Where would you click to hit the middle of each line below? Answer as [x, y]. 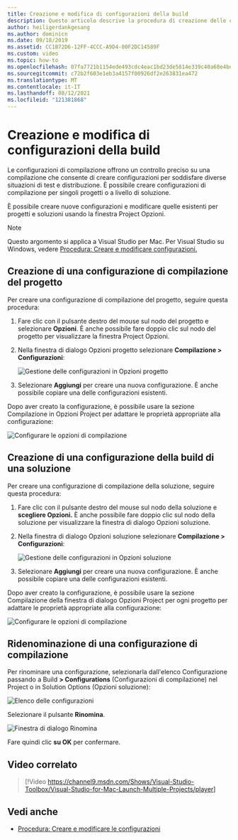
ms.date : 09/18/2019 [38, 41]
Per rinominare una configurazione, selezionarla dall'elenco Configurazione [118, 672]
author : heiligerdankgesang [49, 27]
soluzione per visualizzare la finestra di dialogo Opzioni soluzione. [114, 522]
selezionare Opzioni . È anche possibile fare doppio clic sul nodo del [117, 329]
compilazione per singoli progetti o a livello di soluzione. [89, 192]
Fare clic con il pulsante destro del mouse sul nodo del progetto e [113, 321]
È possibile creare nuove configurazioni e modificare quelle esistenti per [113, 206]
